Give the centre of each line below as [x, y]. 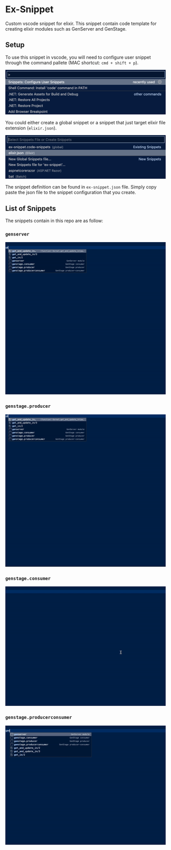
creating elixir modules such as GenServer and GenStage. [66, 29]
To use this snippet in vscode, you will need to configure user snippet [78, 57]
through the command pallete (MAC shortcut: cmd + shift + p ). [72, 63]
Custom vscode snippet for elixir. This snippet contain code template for [81, 23]
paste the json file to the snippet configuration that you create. [71, 193]
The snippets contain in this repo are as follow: [54, 221]
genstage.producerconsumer [39, 718]
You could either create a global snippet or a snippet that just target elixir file [85, 123]
